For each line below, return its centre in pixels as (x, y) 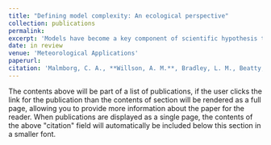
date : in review (35, 46)
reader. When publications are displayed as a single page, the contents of (131, 117)
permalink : (27, 31)
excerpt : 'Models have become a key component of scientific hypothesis (133, 38)
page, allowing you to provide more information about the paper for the (126, 108)
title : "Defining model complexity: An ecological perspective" (119, 16)
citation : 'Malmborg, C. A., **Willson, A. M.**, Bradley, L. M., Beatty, (137, 68)
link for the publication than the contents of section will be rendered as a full (135, 99)
